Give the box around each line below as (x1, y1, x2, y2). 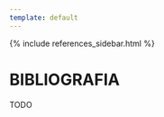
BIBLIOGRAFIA (9, 69, 120, 90)
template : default (9, 13, 78, 22)
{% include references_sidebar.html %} (9, 38, 155, 49)
